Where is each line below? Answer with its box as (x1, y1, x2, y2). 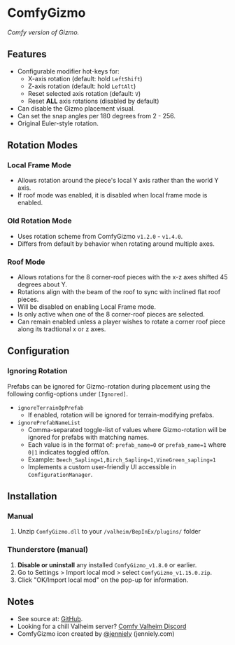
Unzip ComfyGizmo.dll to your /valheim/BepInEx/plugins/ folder (17, 527, 201, 536)
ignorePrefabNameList (17, 419, 80, 426)
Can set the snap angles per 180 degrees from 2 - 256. (17, 111, 176, 120)
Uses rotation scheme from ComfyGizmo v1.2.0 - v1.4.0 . (17, 232, 183, 240)
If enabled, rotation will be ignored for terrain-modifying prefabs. (27, 410, 215, 419)
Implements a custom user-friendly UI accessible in (27, 462, 176, 471)
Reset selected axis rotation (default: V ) (27, 89, 141, 97)
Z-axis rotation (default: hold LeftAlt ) (27, 82, 136, 90)
